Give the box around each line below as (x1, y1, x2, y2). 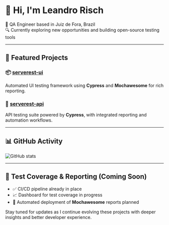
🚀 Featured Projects (5, 53, 68, 62)
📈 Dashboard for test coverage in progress (12, 192, 103, 198)
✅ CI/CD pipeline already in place (12, 186, 82, 192)
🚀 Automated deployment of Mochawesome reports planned (12, 199, 139, 205)
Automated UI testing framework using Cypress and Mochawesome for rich (5, 82, 164, 88)
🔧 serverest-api (5, 100, 44, 107)
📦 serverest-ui (5, 69, 44, 76)
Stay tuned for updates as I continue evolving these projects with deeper (5, 209, 156, 215)
